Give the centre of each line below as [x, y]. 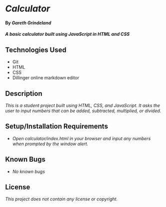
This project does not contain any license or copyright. [62, 199]
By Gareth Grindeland [28, 22]
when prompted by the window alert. [50, 144]
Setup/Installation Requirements [57, 126]
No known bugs [29, 171]
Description [24, 94]
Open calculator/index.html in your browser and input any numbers [82, 138]
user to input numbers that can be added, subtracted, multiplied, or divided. [83, 111]
